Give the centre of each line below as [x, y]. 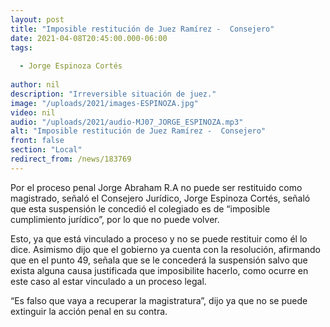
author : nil [35, 85]
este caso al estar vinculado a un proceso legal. [108, 281]
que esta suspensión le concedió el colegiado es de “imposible [140, 208]
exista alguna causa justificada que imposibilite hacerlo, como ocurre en [159, 270]
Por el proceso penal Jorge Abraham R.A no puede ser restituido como [156, 187]
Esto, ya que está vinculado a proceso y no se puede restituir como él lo [159, 238]
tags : [21, 47]
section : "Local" [46, 150]
